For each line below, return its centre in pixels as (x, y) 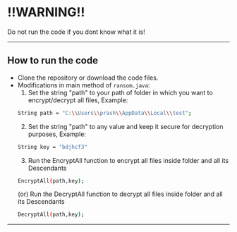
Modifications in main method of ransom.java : (84, 85)
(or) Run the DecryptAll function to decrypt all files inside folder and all (120, 194)
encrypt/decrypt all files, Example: (78, 100)
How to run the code (53, 61)
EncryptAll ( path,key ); (51, 181)
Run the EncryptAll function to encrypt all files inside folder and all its (128, 160)
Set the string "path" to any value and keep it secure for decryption (126, 126)
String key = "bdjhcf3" (53, 147)
